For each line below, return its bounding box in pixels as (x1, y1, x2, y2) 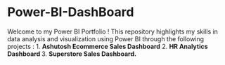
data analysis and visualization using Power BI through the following (7, 34, 205, 43)
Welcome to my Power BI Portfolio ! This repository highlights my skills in (7, 27, 218, 36)
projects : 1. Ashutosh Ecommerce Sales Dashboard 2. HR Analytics (7, 42, 209, 50)
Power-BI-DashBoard (7, 4, 134, 20)
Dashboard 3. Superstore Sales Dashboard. (7, 50, 137, 58)
